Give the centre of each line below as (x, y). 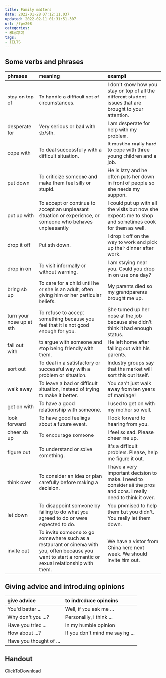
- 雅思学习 (15, 33)
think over (19, 482)
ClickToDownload (23, 671)
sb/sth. (47, 133)
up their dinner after (131, 248)
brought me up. (125, 298)
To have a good (57, 403)
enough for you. (57, 331)
